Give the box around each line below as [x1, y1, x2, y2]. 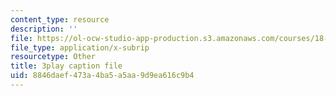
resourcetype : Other [10, 52, 97, 62]
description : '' [10, 24, 78, 34]
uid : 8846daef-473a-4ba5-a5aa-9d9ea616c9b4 [10, 71, 195, 81]
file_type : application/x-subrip [10, 42, 150, 53]
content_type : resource [10, 14, 110, 25]
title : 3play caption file [10, 61, 123, 71]
